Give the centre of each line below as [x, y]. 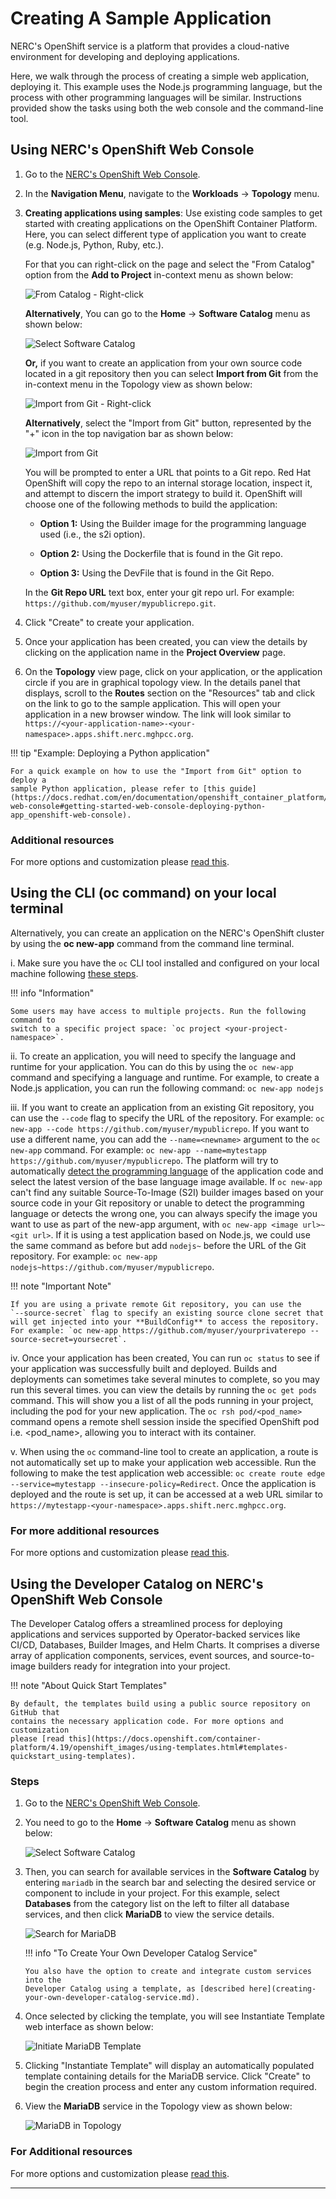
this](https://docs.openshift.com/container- [165, 1738]
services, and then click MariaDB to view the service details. [149, 1914]
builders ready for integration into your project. [134, 1666]
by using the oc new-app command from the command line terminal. [152, 943]
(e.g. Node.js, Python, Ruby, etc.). [94, 244]
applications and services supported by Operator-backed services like [155, 1634]
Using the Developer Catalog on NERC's [137, 1583]
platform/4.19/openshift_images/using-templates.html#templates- [149, 1747]
